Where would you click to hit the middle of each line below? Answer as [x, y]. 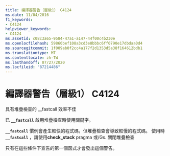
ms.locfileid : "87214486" [33, 67]
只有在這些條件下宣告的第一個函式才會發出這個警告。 [61, 148]
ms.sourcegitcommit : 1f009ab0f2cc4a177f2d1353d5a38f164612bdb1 [74, 48]
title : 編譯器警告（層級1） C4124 [39, 10]
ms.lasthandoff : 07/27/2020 [35, 62]
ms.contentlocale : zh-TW [32, 58]
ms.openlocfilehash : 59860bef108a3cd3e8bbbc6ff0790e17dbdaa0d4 [74, 43]
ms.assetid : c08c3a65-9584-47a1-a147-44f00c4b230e [60, 39]
